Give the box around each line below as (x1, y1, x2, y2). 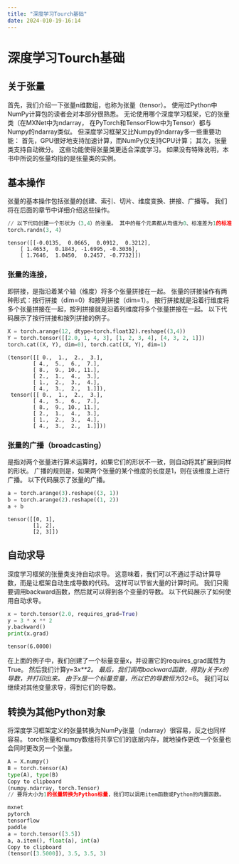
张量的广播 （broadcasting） (7, 440, 106, 450)
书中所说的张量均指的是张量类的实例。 (7, 154, 119, 162)
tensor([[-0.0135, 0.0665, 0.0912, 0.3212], (7, 240, 152, 247)
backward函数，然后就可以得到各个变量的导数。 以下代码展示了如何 (26, 587, 225, 596)
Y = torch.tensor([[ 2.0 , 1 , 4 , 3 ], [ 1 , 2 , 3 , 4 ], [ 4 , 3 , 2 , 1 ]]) (7, 335, 206, 342)
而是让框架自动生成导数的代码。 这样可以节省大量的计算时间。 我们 (19, 578, 217, 587)
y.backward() (7, 624, 46, 631)
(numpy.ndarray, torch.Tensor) (7, 784, 100, 791)
